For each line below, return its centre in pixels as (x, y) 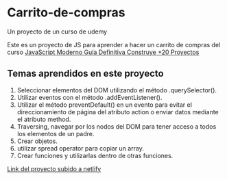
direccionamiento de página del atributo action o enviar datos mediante (118, 112)
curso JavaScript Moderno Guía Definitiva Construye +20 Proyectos (103, 52)
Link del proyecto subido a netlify (54, 168)
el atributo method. (44, 119)
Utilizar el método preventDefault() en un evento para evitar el (104, 105)
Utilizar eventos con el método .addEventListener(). (89, 97)
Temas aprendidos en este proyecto (85, 74)
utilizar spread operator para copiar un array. (80, 148)
